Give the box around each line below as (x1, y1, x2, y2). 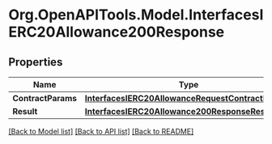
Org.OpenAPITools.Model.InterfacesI (8, 6, 264, 24)
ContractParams (12, 93, 77, 104)
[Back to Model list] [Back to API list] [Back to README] (8, 127, 194, 136)
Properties (8, 55, 63, 69)
